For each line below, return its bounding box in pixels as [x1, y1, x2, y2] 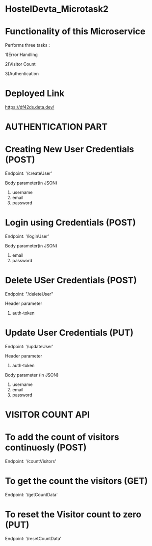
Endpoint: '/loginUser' [5, 233, 50, 239]
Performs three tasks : [5, 42, 50, 48]
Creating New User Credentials [5, 144, 134, 155]
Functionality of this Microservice [5, 26, 146, 37]
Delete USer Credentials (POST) [5, 275, 137, 286]
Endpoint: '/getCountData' [5, 492, 58, 498]
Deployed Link [5, 88, 65, 99]
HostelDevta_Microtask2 [5, 3, 109, 15]
